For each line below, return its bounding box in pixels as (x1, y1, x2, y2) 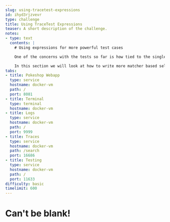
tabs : (5, 68, 17, 73)
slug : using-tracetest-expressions (5, 7, 80, 13)
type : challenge (5, 17, 39, 22)
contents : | (10, 41, 35, 46)
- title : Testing (5, 158, 42, 163)
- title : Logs (5, 110, 35, 116)
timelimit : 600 (5, 186, 37, 191)
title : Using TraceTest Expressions (5, 21, 82, 27)
